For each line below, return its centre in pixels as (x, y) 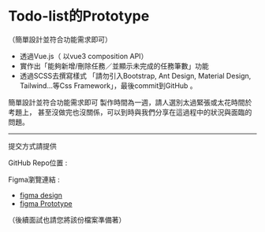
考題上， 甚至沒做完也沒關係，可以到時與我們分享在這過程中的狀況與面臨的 (130, 112)
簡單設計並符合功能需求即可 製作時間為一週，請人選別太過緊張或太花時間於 (130, 102)
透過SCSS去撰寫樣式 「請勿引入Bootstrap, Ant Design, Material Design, (135, 75)
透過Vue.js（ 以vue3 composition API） (84, 56)
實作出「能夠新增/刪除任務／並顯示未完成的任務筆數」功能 (114, 66)
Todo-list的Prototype (79, 16)
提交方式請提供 (32, 145)
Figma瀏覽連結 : (34, 179)
